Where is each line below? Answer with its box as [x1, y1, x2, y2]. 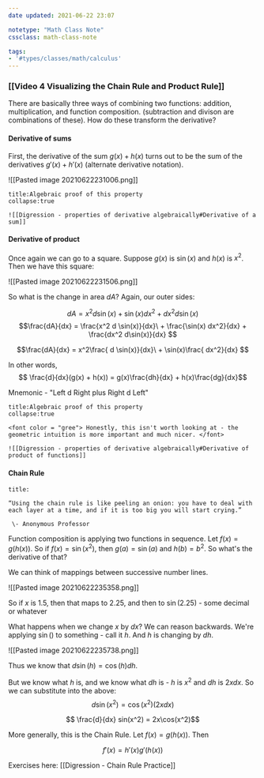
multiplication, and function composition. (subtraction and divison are [8, 107, 235, 117]
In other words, [8, 360, 58, 370]
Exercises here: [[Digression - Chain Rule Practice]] [8, 761, 176, 770]
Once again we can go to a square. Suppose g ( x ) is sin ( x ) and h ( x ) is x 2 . [8, 252, 244, 263]
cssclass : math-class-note [8, 33, 97, 41]
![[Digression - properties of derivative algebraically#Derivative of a [8, 211, 257, 219]
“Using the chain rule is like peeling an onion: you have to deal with [8, 499, 253, 508]
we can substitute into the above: [8, 686, 117, 695]
